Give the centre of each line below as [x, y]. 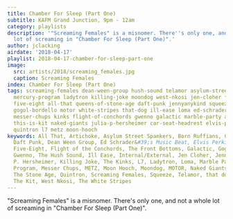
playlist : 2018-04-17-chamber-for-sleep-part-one [80, 59]
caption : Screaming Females [54, 78]
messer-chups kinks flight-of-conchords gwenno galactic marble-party [118, 116]
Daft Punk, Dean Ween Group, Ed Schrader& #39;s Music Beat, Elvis [111, 143]
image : [17, 65]
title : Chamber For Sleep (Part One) [62, 14]
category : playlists [37, 26]
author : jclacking [34, 46]
